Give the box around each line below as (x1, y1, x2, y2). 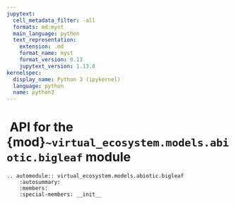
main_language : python (13, 30, 80, 37)
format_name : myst (19, 50, 73, 57)
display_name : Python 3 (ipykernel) (13, 75, 121, 83)
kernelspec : (6, 69, 42, 76)
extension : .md (19, 43, 64, 50)
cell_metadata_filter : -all (13, 17, 96, 24)
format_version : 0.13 (19, 56, 83, 63)
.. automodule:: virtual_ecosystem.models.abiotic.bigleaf (6, 173, 184, 180)
